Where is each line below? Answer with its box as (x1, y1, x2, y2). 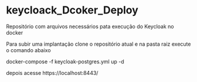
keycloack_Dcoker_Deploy (6, 4, 139, 17)
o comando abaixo (6, 46, 51, 53)
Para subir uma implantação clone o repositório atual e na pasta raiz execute (6, 40, 191, 47)
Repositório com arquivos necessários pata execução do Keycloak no (6, 23, 174, 30)
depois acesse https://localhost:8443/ (6, 69, 98, 76)
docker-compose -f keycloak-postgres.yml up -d (6, 58, 124, 65)
